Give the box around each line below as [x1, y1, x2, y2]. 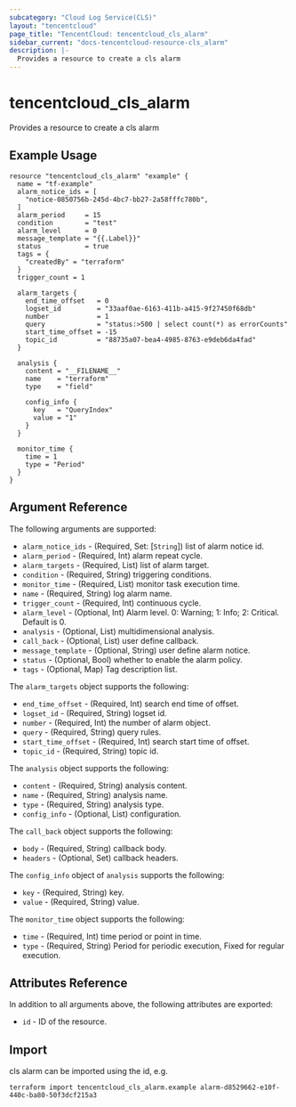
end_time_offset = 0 [25, 296, 109, 305]
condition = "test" [17, 218, 117, 227]
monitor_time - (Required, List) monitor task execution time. [21, 578, 240, 589]
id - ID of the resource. [21, 1016, 108, 1027]
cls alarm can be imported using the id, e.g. [9, 1066, 169, 1077]
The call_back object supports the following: [9, 826, 173, 836]
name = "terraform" [25, 374, 109, 383]
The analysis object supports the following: [9, 762, 169, 773]
